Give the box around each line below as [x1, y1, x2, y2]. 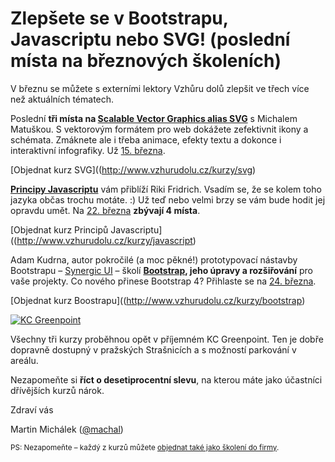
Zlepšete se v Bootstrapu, [10, 7, 229, 30]
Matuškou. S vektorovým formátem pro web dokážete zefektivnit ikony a [10, 123, 309, 135]
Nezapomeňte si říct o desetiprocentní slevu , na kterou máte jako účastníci [10, 373, 323, 386]
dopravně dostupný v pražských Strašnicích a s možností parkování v [10, 343, 297, 356]
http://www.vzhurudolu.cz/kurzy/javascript [16, 234, 193, 246]
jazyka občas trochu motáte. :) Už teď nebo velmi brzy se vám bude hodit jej [10, 193, 326, 206]
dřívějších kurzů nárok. [10, 384, 105, 396]
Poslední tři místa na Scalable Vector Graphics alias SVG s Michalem [10, 112, 298, 124]
